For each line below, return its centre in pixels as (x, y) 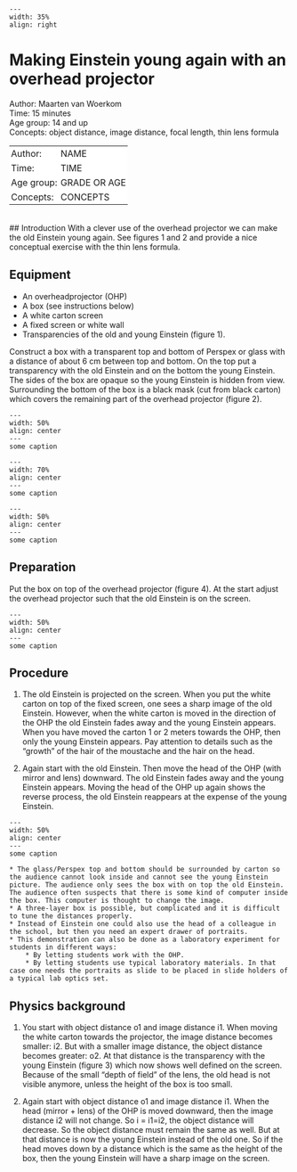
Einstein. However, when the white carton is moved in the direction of (149, 713)
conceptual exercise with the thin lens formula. (95, 247)
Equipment (40, 275)
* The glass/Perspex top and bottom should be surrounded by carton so (144, 870)
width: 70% (29, 470)
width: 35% (29, 17)
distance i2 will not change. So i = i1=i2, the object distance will (138, 1120)
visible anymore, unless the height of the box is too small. (127, 1085)
